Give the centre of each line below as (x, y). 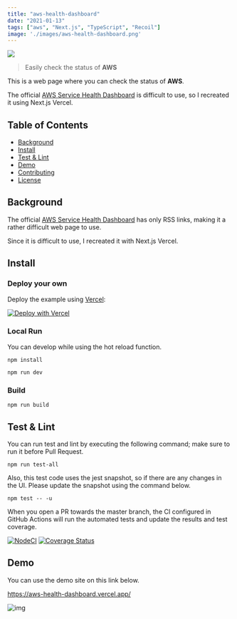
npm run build (28, 405)
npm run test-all (33, 464)
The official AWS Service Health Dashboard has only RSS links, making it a (117, 219)
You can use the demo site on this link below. (74, 580)
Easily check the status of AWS (71, 68)
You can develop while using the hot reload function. (85, 347)
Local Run (25, 331)
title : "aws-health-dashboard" (54, 14)
